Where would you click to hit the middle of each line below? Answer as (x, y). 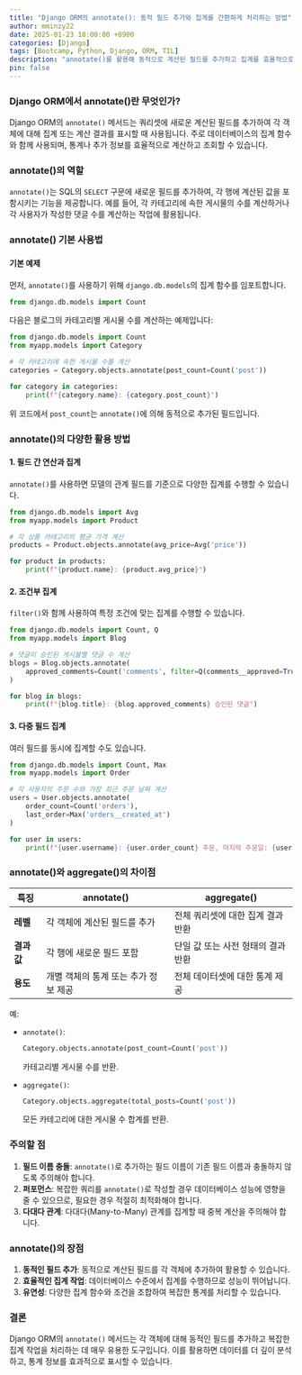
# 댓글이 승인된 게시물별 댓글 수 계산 (70, 655)
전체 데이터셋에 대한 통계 (223, 976)
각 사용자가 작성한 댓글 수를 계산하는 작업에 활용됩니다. (105, 214)
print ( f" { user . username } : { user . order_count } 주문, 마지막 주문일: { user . (161, 848)
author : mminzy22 (42, 26)
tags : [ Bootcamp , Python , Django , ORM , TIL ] (94, 51)
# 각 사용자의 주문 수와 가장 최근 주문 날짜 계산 (88, 789)
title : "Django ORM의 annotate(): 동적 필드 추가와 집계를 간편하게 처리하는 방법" (151, 18)
